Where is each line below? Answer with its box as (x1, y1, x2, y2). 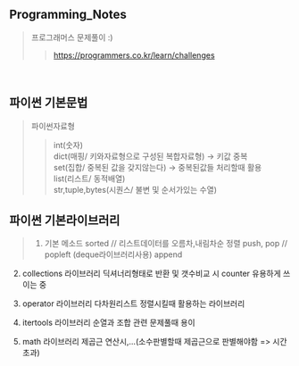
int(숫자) (53, 139, 83, 150)
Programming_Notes (9, 7, 127, 22)
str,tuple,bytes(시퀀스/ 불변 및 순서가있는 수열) (53, 184, 217, 195)
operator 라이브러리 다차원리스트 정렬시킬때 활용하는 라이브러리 (21, 298, 245, 309)
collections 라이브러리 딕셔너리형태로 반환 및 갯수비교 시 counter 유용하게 (21, 268, 281, 279)
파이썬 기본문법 (9, 96, 88, 111)
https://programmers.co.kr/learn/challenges (53, 49, 216, 61)
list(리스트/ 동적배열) (53, 173, 126, 184)
